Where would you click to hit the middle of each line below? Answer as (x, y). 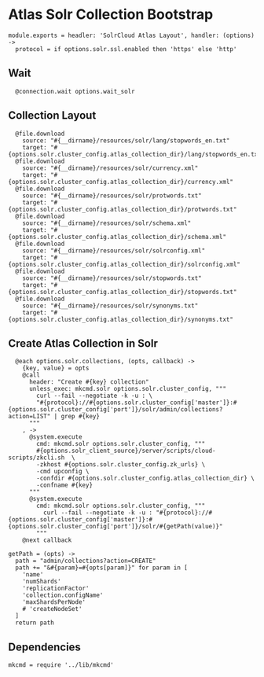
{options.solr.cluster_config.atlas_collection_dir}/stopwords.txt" (123, 292)
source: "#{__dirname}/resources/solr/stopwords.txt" (112, 278)
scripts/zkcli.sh (37, 458)
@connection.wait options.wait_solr (75, 91)
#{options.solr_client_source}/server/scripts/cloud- (126, 451)
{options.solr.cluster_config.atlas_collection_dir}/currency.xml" (121, 182)
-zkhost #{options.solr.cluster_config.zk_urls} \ (121, 465)
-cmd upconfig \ (63, 472)
